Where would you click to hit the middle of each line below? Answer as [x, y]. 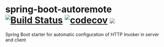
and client [16, 40]
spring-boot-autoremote [59, 9]
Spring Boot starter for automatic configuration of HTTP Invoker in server [82, 34]
